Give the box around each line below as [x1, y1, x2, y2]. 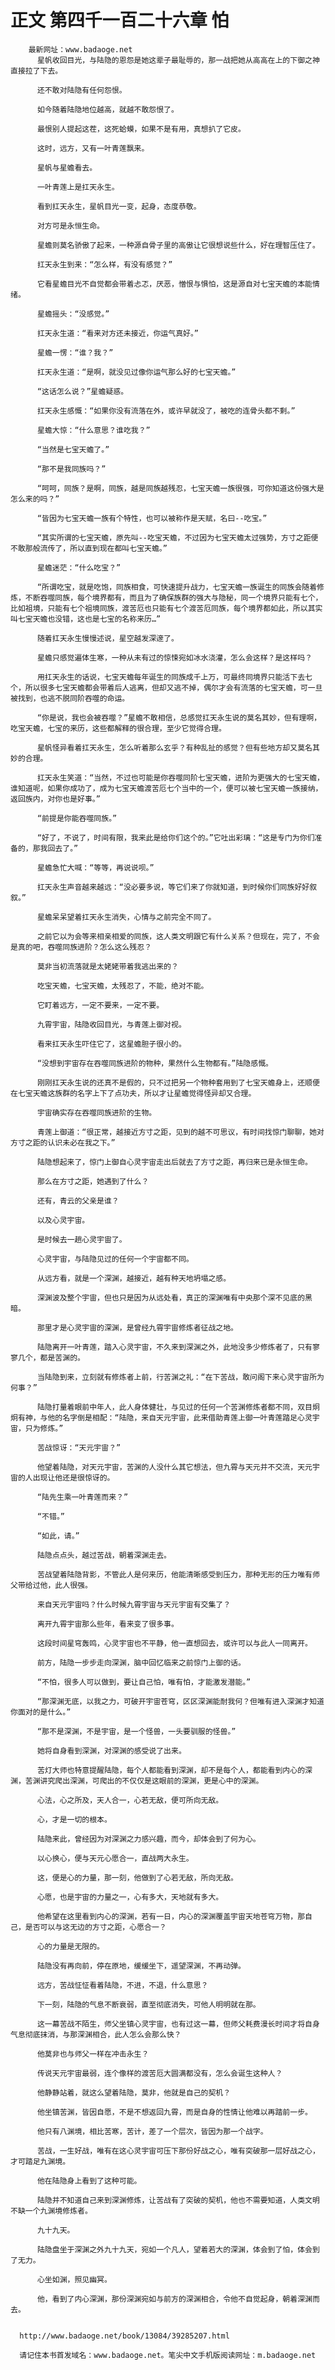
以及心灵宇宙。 [36, 1215, 90, 1225]
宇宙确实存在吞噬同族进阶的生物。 [36, 1107, 157, 1118]
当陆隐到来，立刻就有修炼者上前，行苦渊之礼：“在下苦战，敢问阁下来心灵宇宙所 [36, 1372, 318, 1382]
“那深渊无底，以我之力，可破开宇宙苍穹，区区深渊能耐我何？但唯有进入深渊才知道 [36, 1696, 325, 1706]
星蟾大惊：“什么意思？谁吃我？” [36, 425, 151, 435]
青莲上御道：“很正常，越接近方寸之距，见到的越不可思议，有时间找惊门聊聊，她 [36, 1127, 318, 1137]
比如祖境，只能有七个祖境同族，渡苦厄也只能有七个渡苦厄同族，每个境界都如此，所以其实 [10, 603, 323, 613]
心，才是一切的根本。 [36, 1814, 112, 1825]
